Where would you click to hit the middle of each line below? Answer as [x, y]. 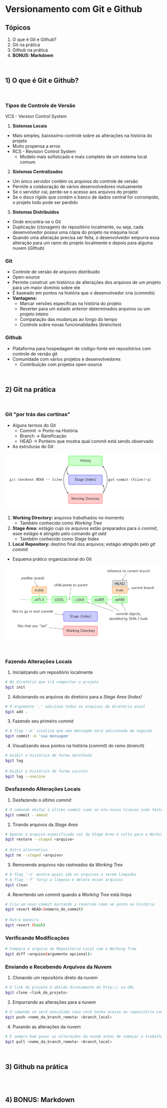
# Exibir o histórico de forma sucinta [46, 771]
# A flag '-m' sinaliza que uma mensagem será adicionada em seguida [79, 731]
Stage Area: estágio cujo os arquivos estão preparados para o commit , [85, 528]
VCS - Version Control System [36, 116]
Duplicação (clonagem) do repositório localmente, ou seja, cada [78, 227]
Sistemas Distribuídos [36, 212]
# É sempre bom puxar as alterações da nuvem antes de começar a [74, 1036]
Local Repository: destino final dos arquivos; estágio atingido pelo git [84, 544]
